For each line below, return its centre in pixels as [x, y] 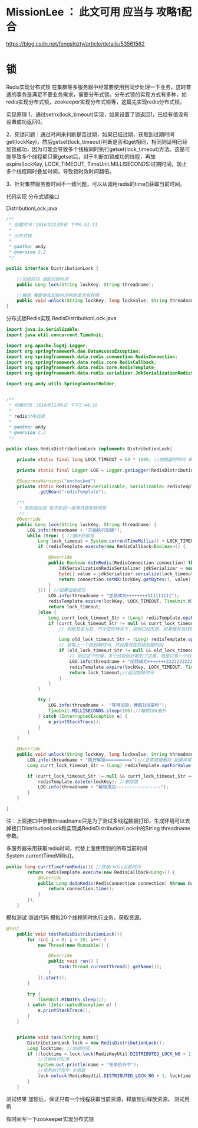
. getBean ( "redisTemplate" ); [72, 492]
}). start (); [52, 978]
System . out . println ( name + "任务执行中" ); [88, 1065]
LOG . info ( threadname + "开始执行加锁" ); [75, 530]
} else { [47, 612]
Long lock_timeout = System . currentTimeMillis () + [101, 541]
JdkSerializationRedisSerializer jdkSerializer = [121, 568]
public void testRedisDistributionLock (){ [70, 934]
